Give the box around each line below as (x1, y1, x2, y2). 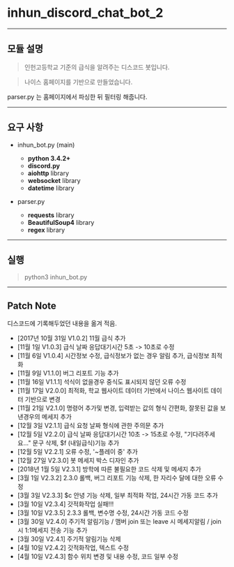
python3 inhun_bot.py (24, 273, 88, 281)
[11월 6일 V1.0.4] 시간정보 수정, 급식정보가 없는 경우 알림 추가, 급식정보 (17, 351, 210, 360)
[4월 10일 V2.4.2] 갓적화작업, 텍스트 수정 (17, 543, 130, 552)
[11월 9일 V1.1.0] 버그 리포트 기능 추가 (17, 369, 119, 378)
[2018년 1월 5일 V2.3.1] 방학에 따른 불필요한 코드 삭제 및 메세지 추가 (17, 465, 202, 473)
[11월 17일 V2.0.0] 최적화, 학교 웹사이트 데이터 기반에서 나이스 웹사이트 (17, 386, 210, 395)
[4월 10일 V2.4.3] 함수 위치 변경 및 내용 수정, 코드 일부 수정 (17, 552, 179, 561)
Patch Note (7, 300, 57, 311)
